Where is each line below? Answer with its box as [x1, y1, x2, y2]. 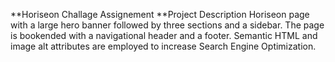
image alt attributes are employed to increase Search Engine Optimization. [10, 40, 317, 52]
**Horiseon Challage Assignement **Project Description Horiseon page [10, 9, 310, 20]
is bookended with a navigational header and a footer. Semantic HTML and [10, 30, 318, 41]
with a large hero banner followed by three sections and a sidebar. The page [10, 19, 325, 31]
